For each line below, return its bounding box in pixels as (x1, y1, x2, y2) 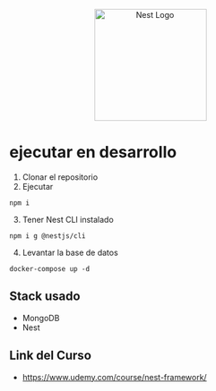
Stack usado (9, 289, 81, 304)
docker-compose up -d (9, 264, 91, 273)
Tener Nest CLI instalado (22, 214, 114, 225)
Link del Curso (9, 348, 92, 363)
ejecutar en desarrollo (9, 142, 177, 163)
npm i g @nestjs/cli (9, 231, 87, 241)
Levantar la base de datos (22, 247, 118, 258)
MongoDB (22, 312, 60, 323)
